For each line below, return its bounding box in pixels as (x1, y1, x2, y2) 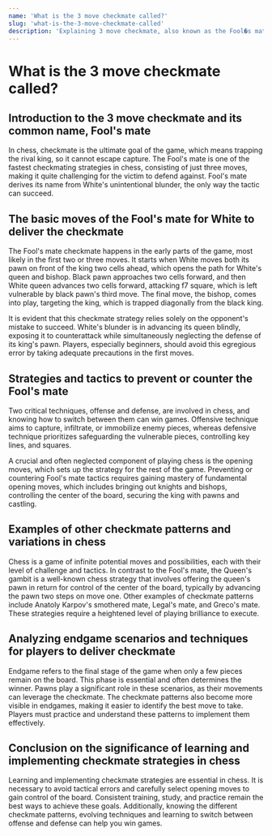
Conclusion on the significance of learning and (8, 741, 249, 755)
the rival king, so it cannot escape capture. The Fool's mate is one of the (8, 154, 250, 164)
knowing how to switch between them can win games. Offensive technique (8, 414, 259, 424)
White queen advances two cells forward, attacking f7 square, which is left (8, 281, 257, 290)
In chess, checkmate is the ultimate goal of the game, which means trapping (8, 145, 263, 155)
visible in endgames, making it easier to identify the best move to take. (8, 701, 244, 710)
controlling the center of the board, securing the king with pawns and (8, 491, 240, 499)
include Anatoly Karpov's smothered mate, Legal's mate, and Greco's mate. (8, 599, 261, 609)
